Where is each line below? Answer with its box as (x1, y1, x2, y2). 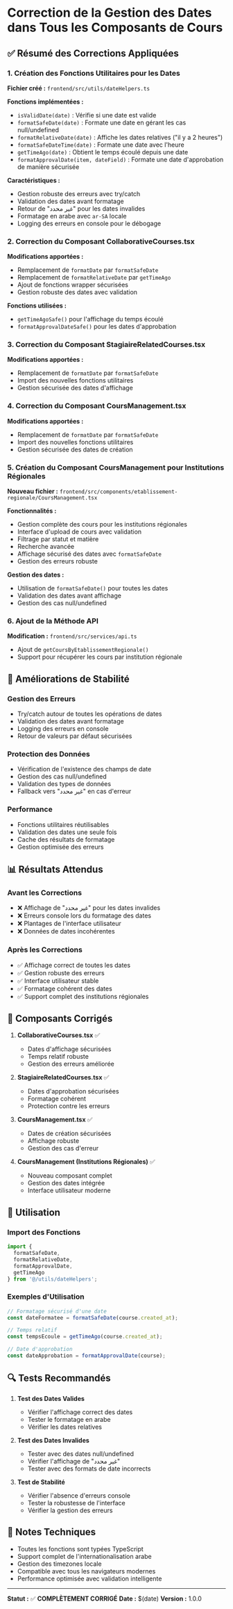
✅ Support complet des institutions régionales (17, 992, 149, 1000)
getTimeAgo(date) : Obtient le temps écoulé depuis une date (17, 147, 189, 156)
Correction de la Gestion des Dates (7, 5, 212, 21)
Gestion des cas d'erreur (27, 1144, 99, 1153)
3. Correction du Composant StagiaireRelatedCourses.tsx (7, 339, 206, 349)
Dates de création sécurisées (27, 1129, 112, 1138)
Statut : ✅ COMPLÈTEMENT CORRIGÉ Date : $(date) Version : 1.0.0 (7, 1594, 202, 1603)
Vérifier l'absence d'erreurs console (27, 1491, 130, 1500)
